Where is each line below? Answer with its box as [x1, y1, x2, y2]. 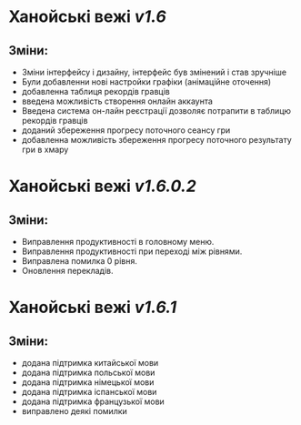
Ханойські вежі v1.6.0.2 [8, 176, 196, 197]
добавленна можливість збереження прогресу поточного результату [21, 135, 292, 145]
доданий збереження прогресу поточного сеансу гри [21, 125, 231, 136]
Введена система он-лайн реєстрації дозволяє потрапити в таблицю [21, 106, 292, 116]
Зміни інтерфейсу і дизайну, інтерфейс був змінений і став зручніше [21, 66, 287, 77]
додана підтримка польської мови [21, 367, 156, 378]
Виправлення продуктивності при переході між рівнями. [21, 246, 243, 257]
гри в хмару [21, 144, 69, 155]
